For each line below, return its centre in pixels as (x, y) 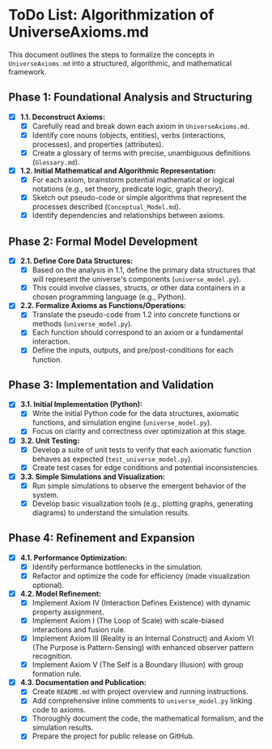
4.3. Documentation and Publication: (83, 683)
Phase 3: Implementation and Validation (111, 385)
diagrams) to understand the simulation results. (111, 512)
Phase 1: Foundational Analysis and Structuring (130, 98)
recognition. (52, 656)
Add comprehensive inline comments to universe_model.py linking (142, 701)
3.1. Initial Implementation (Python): (81, 404)
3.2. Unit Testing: (50, 440)
